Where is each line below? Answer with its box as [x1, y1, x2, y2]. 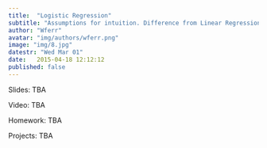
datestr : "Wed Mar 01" [8, 48, 83, 56]
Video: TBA [8, 100, 46, 109]
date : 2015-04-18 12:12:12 [8, 56, 105, 64]
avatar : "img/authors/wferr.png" [8, 33, 119, 42]
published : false [8, 63, 66, 71]
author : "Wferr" [8, 26, 62, 34]
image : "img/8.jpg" [8, 41, 73, 49]
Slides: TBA [8, 85, 46, 94]
